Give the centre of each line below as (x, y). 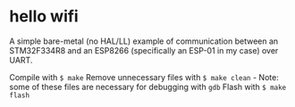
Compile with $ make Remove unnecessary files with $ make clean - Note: (144, 77)
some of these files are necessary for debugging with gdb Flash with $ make (148, 86)
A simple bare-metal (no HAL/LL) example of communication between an (144, 41)
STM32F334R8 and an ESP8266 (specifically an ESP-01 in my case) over (144, 50)
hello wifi (44, 16)
